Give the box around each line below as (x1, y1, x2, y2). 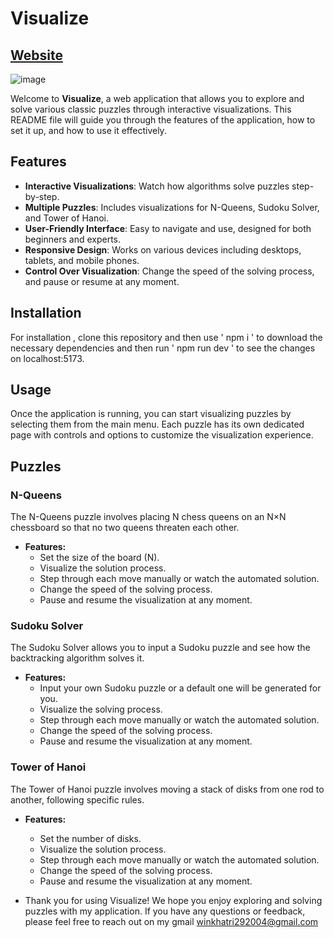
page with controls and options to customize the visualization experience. (10, 429, 314, 441)
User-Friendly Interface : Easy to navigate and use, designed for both (24, 222, 312, 234)
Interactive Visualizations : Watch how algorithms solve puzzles (24, 180, 290, 192)
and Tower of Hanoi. (24, 212, 109, 224)
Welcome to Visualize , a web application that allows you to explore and (10, 93, 305, 104)
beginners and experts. (24, 233, 122, 245)
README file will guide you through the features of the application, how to (10, 114, 316, 126)
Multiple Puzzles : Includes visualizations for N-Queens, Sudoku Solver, (24, 201, 320, 213)
